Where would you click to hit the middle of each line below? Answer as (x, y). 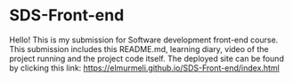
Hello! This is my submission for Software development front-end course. (144, 40)
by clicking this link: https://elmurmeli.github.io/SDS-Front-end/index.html (145, 68)
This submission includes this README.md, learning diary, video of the (139, 48)
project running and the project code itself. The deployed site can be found (147, 58)
